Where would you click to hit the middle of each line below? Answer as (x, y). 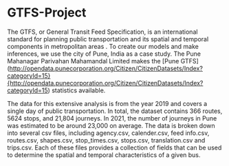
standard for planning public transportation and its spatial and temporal (108, 39)
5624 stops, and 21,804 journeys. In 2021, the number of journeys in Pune (112, 118)
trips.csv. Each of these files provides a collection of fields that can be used (115, 147)
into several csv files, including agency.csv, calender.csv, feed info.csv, (108, 133)
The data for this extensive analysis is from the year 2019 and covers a (107, 103)
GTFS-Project (47, 13)
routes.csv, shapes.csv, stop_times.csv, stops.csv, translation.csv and (106, 140)
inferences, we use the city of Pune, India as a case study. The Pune (104, 54)
